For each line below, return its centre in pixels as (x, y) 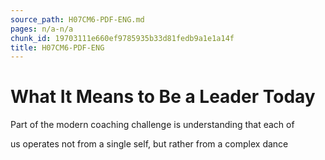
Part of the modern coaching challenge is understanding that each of (152, 125)
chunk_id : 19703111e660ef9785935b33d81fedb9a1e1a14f (122, 38)
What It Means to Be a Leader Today (163, 97)
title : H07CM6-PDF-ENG (57, 47)
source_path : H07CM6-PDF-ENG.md (77, 19)
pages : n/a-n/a (42, 29)
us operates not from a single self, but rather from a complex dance (149, 144)
